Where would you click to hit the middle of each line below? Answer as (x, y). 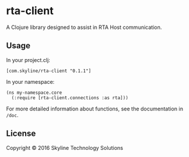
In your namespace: (31, 81)
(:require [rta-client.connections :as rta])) (70, 98)
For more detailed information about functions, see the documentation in (95, 109)
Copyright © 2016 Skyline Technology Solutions (65, 148)
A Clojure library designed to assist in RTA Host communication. (84, 27)
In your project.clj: (28, 60)
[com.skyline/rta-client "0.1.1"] (49, 71)
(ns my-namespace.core (34, 93)
